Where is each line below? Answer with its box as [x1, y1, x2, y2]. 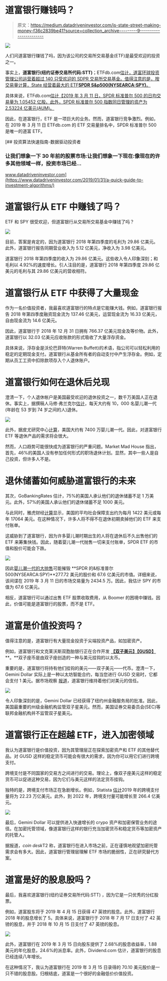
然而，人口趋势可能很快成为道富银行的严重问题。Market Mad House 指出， [5, 444, 159, 450]
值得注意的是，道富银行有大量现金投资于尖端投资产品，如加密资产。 [5, 637, 145, 643]
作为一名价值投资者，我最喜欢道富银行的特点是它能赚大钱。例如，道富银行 [5, 305, 158, 311]
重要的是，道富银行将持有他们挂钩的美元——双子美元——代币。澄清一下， [5, 665, 158, 671]
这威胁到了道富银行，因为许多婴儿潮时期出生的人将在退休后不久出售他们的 [5, 532, 158, 538]
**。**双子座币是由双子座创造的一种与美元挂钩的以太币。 [5, 654, 123, 660]
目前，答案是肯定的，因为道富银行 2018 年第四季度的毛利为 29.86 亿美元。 [5, 239, 158, 245]
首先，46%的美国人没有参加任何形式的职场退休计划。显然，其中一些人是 [5, 450, 155, 456]
